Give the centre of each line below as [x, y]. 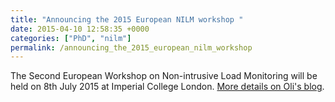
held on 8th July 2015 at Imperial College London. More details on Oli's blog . [167, 87]
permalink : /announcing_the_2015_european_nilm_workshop [131, 47]
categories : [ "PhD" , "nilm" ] [71, 38]
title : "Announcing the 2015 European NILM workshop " [127, 19]
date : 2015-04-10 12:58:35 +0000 [80, 29]
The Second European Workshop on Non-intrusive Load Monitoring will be [164, 76]
